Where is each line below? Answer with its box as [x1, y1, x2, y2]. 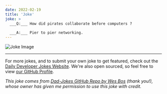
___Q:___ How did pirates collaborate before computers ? [9, 21, 133, 26]
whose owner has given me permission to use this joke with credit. [5, 84, 142, 89]
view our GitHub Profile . [5, 69, 54, 74]
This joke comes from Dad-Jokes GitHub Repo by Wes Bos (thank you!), [5, 78, 153, 84]
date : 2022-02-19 [5, 7, 41, 12]
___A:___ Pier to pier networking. [9, 30, 83, 35]
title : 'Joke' [5, 12, 35, 17]
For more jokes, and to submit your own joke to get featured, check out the [5, 58, 158, 64]
